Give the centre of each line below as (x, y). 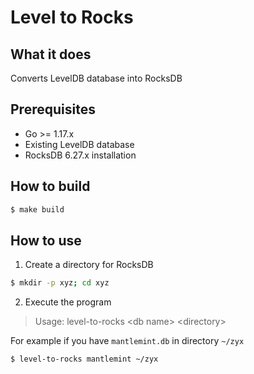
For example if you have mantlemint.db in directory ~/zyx (127, 341)
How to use (46, 240)
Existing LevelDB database (79, 144)
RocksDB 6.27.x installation (80, 155)
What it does (51, 54)
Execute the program (68, 302)
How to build (50, 186)
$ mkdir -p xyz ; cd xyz (60, 283)
